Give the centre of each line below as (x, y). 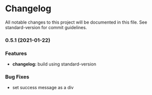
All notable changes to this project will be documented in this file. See (76, 22)
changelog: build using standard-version (54, 64)
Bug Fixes (17, 77)
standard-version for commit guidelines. (46, 27)
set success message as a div (43, 88)
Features (16, 53)
